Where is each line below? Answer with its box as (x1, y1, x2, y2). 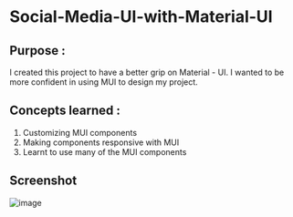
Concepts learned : (9, 103, 120, 119)
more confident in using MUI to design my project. (9, 77, 198, 88)
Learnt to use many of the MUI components (22, 146, 187, 157)
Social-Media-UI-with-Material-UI (9, 6, 273, 27)
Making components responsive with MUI (22, 137, 180, 148)
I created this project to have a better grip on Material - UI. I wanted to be (9, 67, 285, 77)
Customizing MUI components (22, 127, 138, 138)
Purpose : (9, 43, 66, 58)
